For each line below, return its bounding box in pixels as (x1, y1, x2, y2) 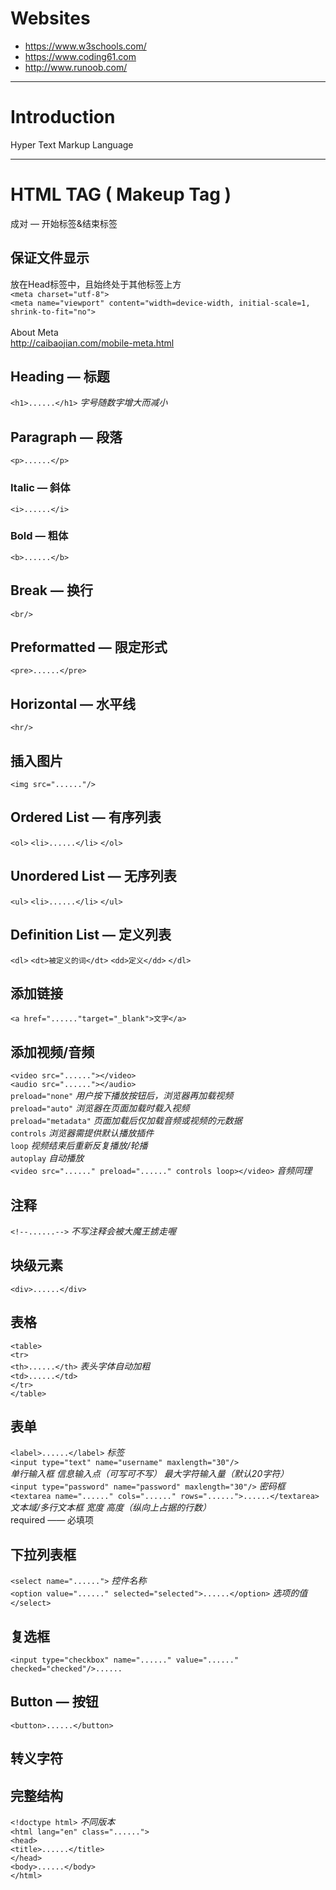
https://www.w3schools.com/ (24, 40, 147, 52)
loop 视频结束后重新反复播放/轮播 (10, 1140, 148, 1152)
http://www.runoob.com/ (24, 61, 128, 73)
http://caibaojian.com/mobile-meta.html (10, 337, 175, 349)
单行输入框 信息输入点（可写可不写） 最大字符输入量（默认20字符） (10, 1468, 290, 1480)
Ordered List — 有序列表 (10, 809, 162, 826)
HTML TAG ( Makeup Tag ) (10, 183, 232, 206)
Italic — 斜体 (10, 481, 71, 495)
